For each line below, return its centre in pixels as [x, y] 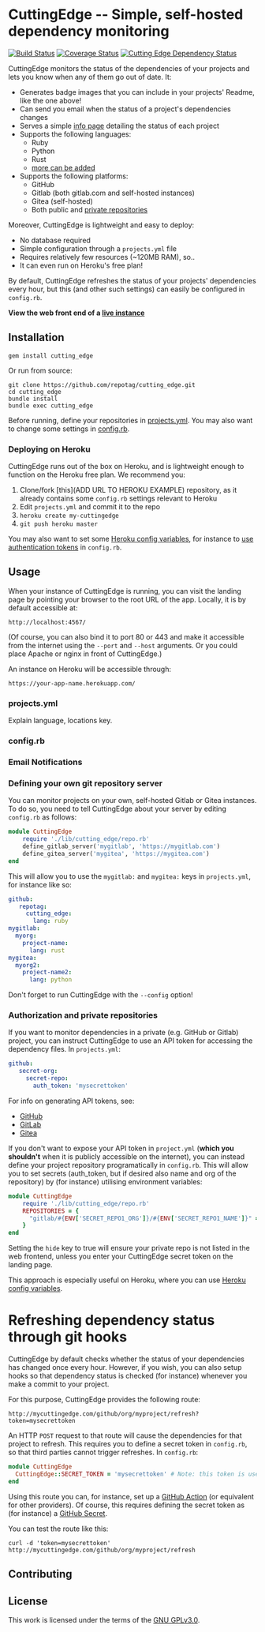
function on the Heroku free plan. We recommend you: [97, 475]
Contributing [40, 1574]
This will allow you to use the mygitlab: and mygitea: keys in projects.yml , [129, 876]
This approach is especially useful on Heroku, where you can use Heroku [127, 1280]
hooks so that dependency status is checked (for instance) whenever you [128, 1376]
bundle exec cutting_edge [50, 405]
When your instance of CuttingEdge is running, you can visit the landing [125, 591]
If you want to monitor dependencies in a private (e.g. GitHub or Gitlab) [123, 1033]
